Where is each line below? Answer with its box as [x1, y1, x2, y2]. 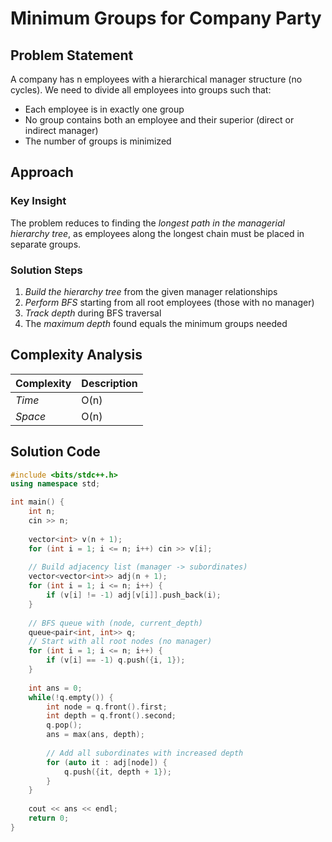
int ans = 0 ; [28, 683, 83, 693]
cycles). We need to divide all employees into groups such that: [10, 84, 272, 96]
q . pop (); [46, 720, 83, 731]
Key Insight [10, 194, 67, 208]
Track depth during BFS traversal [24, 307, 162, 319]
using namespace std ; [10, 479, 101, 489]
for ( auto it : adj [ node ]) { [46, 757, 168, 767]
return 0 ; [28, 813, 70, 824]
